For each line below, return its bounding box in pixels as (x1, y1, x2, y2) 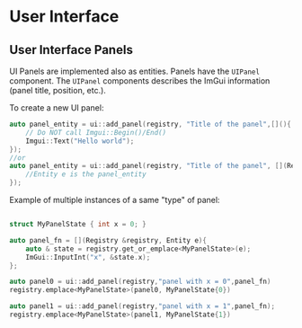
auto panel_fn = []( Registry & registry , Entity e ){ (9, 235, 207, 244)
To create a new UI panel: (9, 102, 104, 113)
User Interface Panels (9, 42, 133, 58)
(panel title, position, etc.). (9, 85, 106, 95)
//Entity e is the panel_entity (25, 170, 147, 179)
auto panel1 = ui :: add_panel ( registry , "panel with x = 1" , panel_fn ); (9, 302, 276, 311)
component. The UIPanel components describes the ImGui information (9, 75, 271, 86)
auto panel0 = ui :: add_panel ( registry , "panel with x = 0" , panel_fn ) (9, 277, 271, 287)
